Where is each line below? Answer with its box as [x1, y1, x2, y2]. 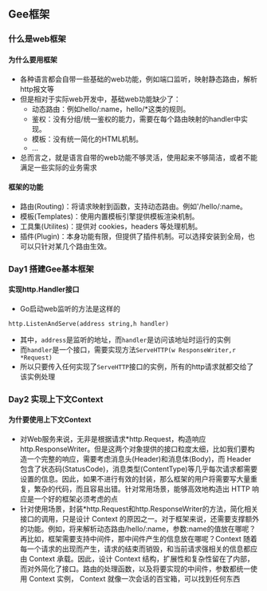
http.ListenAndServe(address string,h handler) [8, 319, 170, 327]
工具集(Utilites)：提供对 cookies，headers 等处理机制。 [19, 221, 202, 231]
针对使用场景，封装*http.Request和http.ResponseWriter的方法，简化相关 [19, 504, 259, 514]
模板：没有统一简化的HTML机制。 [31, 134, 143, 144]
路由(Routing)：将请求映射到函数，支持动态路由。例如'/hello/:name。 [19, 201, 247, 211]
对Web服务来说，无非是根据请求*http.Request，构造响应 [19, 434, 206, 443]
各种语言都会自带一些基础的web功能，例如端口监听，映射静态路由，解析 [19, 74, 257, 84]
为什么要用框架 [8, 54, 57, 64]
